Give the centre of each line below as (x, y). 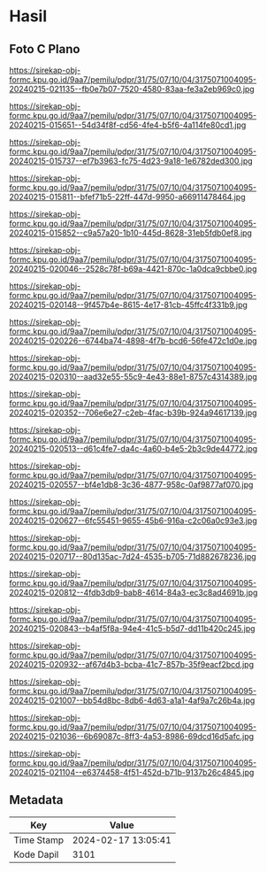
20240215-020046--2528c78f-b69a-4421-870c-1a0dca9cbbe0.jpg (133, 269)
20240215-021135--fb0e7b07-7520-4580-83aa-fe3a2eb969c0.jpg (132, 89)
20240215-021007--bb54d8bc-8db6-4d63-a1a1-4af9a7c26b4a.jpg (132, 700)
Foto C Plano (45, 49)
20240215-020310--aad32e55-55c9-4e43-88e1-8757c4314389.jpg (133, 377)
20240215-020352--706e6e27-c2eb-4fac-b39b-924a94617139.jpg (133, 413)
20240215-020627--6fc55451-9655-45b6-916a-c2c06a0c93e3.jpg (133, 521)
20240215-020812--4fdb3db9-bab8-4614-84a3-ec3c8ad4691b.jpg (133, 592)
